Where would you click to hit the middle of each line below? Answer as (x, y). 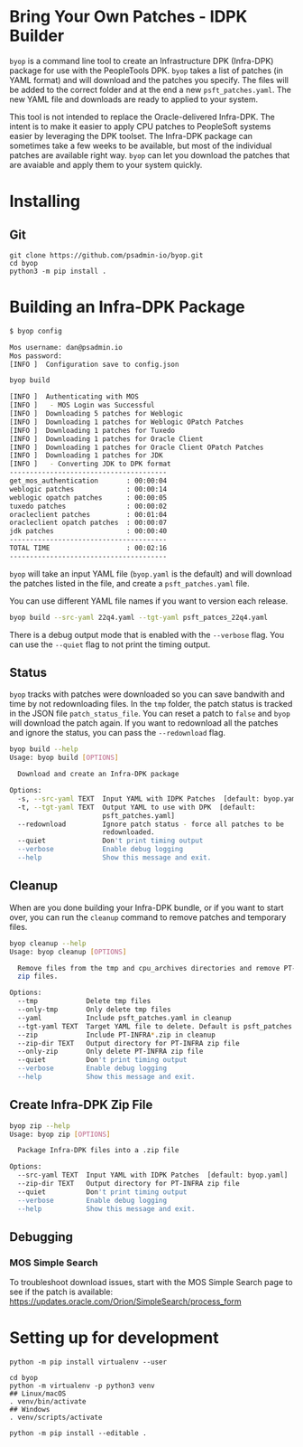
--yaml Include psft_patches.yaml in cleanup (124, 1018)
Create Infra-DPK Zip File (81, 1105)
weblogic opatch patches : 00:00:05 (88, 498)
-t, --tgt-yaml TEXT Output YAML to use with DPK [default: (137, 807)
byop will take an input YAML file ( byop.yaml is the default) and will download (151, 573)
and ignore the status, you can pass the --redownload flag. (118, 733)
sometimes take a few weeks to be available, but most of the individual (141, 146)
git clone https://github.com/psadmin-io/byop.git (106, 255)
